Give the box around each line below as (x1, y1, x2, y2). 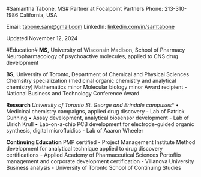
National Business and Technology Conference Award (6, 90, 140, 97)
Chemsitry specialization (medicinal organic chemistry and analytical (6, 77, 176, 84)
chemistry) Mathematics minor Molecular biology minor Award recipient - (6, 83, 187, 91)
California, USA (19, 11, 58, 19)
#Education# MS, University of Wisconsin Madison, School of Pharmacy (6, 46, 185, 53)
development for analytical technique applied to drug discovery (6, 145, 163, 152)
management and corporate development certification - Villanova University (6, 158, 194, 164)
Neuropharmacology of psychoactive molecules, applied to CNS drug (6, 53, 178, 59)
